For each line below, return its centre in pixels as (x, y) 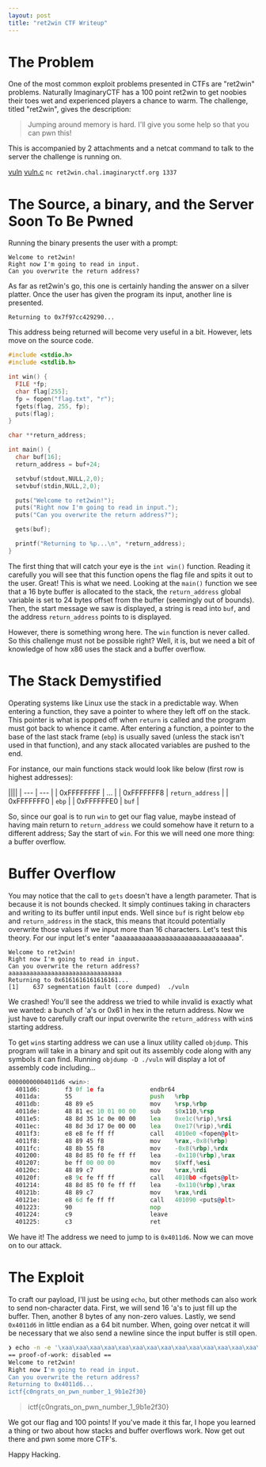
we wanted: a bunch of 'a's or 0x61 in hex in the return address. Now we (126, 1010)
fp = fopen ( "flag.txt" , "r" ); (65, 399)
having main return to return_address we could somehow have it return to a (131, 824)
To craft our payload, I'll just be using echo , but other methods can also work (133, 1300)
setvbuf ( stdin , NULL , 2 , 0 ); (58, 486)
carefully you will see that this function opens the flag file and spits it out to (131, 575)
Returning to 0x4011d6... (51, 1385)
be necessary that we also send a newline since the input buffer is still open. (133, 1333)
